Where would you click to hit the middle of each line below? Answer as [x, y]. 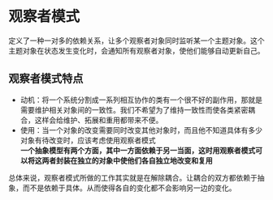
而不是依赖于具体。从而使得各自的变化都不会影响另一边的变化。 [129, 188]
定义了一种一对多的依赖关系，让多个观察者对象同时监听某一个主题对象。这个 [136, 40]
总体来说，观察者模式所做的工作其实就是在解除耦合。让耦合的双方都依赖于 [133, 177]
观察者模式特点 [46, 79]
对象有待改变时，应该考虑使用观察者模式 [88, 140]
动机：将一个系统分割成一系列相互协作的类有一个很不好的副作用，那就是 [141, 100]
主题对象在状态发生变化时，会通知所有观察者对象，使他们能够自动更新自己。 [136, 50]
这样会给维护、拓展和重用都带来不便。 [99, 120]
